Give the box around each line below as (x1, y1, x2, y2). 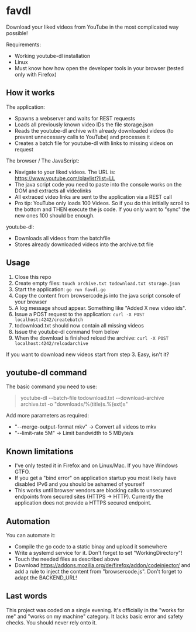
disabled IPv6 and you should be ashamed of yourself (14, 481, 145, 488)
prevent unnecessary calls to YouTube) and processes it (14, 133, 150, 140)
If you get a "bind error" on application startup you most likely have (14, 475, 177, 482)
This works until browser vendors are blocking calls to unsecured (14, 487, 173, 494)
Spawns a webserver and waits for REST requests (14, 115, 136, 122)
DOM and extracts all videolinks (14, 187, 92, 194)
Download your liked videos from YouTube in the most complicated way (6, 23, 179, 30)
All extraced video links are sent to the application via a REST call (14, 193, 173, 200)
